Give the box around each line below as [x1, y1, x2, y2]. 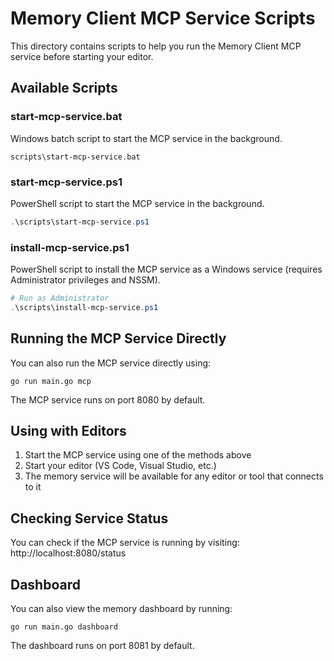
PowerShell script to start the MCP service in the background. [10, 197, 265, 209]
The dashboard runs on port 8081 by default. [10, 640, 195, 652]
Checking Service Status [10, 510, 169, 527]
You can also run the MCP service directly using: [10, 357, 212, 369]
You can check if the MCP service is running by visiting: [10, 537, 240, 549]
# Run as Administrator [10, 293, 110, 304]
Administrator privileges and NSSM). [10, 274, 161, 286]
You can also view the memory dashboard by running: [10, 603, 233, 615]
